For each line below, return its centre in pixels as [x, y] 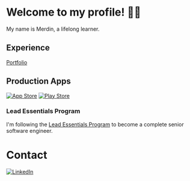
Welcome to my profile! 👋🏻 [74, 12]
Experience [28, 48]
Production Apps [38, 81]
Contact [27, 155]
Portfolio [17, 62]
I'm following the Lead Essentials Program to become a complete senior [95, 124]
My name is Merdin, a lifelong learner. [53, 29]
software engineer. [29, 130]
